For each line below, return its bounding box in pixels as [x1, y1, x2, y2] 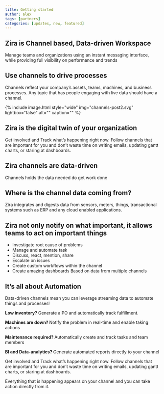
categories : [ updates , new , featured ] [5, 21, 84, 26]
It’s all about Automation [5, 282, 82, 290]
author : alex [5, 12, 32, 17]
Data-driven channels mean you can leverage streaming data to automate [5, 295, 154, 301]
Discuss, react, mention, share [12, 252, 74, 258]
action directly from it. [5, 383, 50, 389]
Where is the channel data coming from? [5, 188, 132, 197]
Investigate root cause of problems [12, 242, 83, 248]
